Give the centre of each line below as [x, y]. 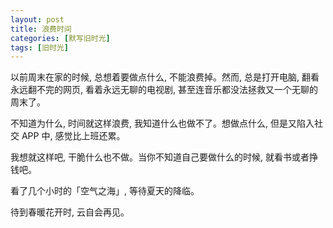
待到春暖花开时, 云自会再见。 [70, 212]
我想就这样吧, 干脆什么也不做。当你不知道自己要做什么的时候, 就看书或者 [160, 157]
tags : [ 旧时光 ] [40, 47]
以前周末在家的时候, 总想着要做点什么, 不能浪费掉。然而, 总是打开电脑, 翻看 [165, 77]
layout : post [37, 19]
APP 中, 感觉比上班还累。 [73, 136]
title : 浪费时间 [41, 29]
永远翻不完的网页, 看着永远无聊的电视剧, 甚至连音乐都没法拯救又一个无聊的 [164, 90]
